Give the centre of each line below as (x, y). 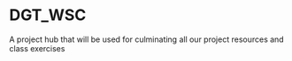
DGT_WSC (48, 15)
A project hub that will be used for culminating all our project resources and (147, 39)
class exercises (37, 48)
